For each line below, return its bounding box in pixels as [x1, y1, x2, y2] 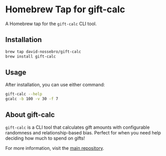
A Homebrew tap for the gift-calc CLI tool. [5, 21, 97, 27]
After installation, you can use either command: [5, 82, 105, 88]
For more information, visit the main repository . [5, 145, 104, 151]
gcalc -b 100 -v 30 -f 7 [5, 96, 58, 102]
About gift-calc [5, 110, 55, 119]
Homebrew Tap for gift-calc [5, 4, 126, 15]
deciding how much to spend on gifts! [5, 135, 86, 141]
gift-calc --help [5, 91, 43, 97]
